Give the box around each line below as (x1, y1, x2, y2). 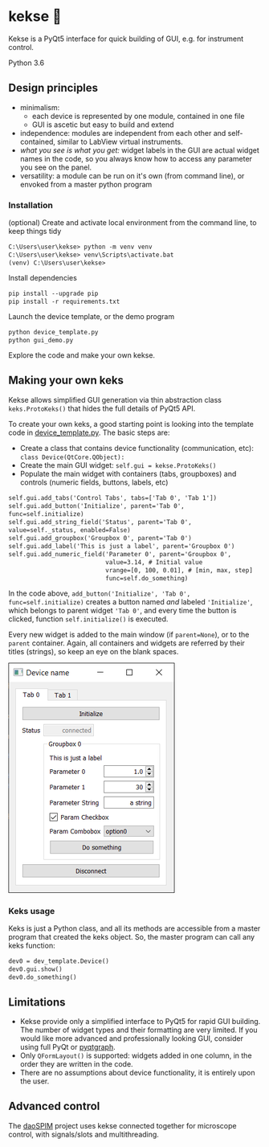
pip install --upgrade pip (8, 289, 99, 298)
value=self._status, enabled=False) (8, 526, 131, 534)
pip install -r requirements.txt (8, 297, 120, 306)
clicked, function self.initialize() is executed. (8, 614, 169, 624)
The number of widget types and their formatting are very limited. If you (19, 1025, 259, 1034)
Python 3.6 (8, 58, 45, 68)
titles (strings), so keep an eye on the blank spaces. (8, 646, 179, 656)
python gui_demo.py (8, 337, 74, 345)
